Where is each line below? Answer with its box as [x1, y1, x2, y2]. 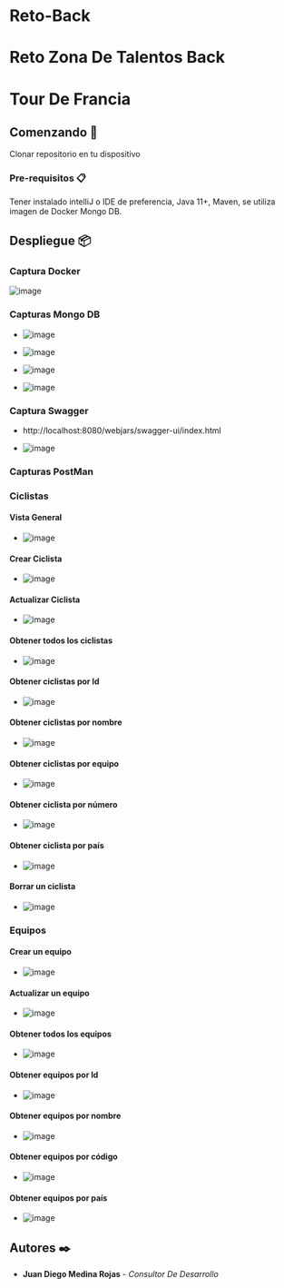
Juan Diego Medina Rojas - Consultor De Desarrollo [22, 1268, 220, 1279]
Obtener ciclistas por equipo [9, 758, 120, 768]
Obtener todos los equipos [9, 1028, 112, 1039]
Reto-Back [9, 5, 91, 26]
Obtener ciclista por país [9, 840, 104, 851]
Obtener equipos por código [9, 1151, 118, 1163]
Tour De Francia [9, 88, 132, 109]
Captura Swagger [9, 404, 89, 417]
